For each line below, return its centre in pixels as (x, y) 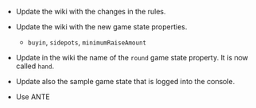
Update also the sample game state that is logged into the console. (125, 81)
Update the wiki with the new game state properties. (101, 27)
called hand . (35, 66)
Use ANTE (33, 97)
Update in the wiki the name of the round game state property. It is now (132, 58)
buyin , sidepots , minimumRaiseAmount (87, 42)
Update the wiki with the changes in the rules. (91, 12)
